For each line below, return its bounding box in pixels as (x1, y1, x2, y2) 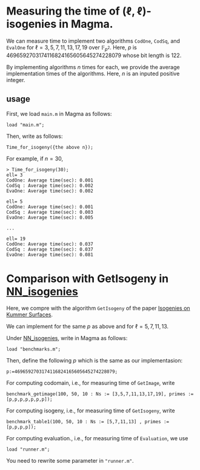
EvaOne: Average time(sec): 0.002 (6, 188, 94, 194)
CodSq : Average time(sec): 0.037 (6, 246, 94, 253)
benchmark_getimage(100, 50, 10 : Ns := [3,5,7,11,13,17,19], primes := (6, 391, 194, 397)
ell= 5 (6, 199, 23, 205)
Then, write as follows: (6, 132, 63, 140)
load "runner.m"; (6, 446, 50, 453)
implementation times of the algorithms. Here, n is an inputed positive (6, 70, 180, 77)
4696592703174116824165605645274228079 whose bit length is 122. (6, 52, 182, 59)
